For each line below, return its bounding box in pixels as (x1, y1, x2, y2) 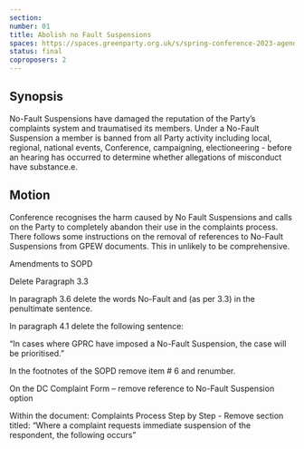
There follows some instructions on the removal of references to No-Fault (9, 230, 283, 241)
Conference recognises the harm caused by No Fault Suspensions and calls (9, 211, 292, 222)
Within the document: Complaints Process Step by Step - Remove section (9, 410, 284, 421)
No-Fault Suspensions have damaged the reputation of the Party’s (9, 112, 256, 123)
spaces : (9, 38, 39, 48)
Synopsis (9, 89, 63, 104)
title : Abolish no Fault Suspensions (9, 30, 152, 39)
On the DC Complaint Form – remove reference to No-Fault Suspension (9, 383, 275, 394)
